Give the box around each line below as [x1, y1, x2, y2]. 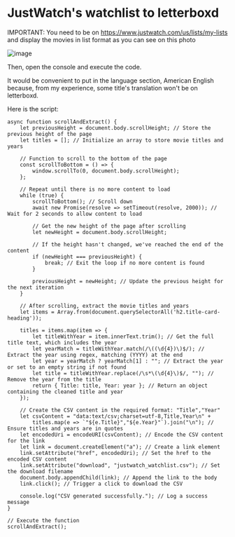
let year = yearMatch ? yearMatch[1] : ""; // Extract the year [32, 358, 224, 365]
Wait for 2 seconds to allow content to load [7, 210, 142, 217]
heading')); [7, 314, 42, 322]
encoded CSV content [7, 456, 68, 463]
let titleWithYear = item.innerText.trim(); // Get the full [32, 333, 215, 340]
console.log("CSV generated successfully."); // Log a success [20, 492, 208, 499]
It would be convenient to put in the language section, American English [7, 76, 215, 85]
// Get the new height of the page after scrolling [32, 222, 187, 229]
